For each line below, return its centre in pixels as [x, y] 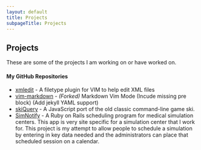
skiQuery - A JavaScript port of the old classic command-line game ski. [105, 109]
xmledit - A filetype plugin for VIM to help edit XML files [85, 90]
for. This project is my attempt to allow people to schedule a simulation [104, 129]
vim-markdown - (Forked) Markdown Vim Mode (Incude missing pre [101, 96]
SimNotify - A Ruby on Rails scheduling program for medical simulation [104, 115]
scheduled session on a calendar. [57, 141]
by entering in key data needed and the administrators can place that [102, 135]
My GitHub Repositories [37, 76]
